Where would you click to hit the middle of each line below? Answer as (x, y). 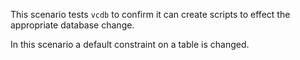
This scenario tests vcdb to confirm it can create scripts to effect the (150, 14)
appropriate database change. (72, 25)
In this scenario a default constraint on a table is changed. (130, 44)
